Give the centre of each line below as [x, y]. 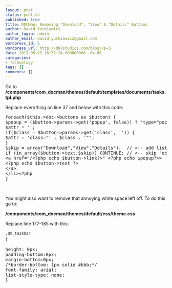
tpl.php [13, 97]
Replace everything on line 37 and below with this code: [64, 107]
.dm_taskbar [18, 234]
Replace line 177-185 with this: [37, 224]
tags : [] [15, 67]
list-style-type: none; [35, 275]
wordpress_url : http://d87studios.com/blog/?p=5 [58, 48]
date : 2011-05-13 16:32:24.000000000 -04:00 [53, 53]
